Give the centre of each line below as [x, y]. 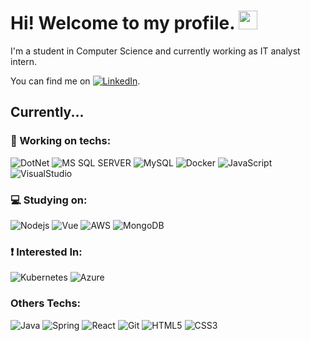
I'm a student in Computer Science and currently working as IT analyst [155, 51]
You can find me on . [75, 81]
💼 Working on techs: [61, 141]
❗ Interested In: [46, 252]
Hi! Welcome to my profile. [122, 23]
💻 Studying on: [49, 200]
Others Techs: [46, 303]
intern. [24, 61]
